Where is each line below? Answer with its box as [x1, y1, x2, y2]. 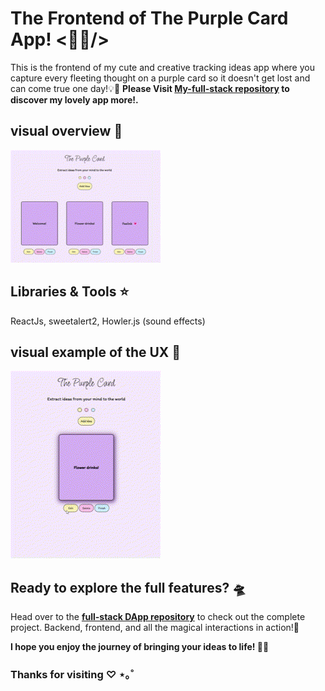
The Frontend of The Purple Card [10, 7, 289, 30]
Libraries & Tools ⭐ [10, 283, 130, 301]
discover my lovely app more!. [10, 93, 139, 106]
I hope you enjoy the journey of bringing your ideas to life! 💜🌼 [10, 641, 270, 653]
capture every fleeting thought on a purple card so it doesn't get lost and [10, 72, 311, 84]
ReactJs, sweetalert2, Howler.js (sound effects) [10, 315, 206, 327]
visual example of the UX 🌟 [10, 343, 182, 361]
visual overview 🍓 [10, 123, 123, 140]
